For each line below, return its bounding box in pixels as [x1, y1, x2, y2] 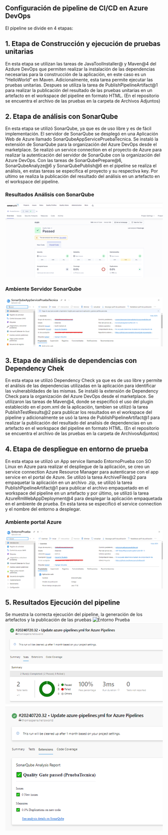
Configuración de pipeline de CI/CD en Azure [5, 4, 148, 12]
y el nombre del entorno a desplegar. [5, 506, 81, 512]
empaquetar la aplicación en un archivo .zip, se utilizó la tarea [5, 479, 132, 485]
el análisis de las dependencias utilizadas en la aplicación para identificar [5, 382, 156, 389]
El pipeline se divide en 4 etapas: [5, 25, 73, 31]
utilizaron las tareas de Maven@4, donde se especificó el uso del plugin [5, 398, 153, 404]
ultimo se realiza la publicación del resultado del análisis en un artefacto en [5, 173, 160, 179]
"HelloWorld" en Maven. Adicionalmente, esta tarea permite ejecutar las [5, 76, 153, 82]
